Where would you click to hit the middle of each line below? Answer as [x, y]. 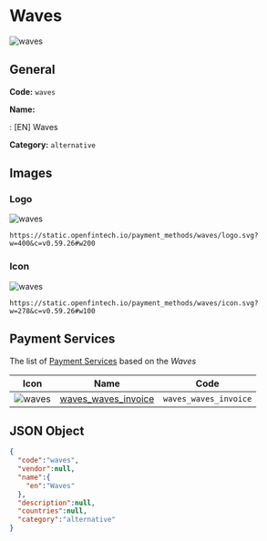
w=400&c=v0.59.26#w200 [52, 244]
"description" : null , [56, 503]
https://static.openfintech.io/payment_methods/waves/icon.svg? [134, 303]
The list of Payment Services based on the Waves [103, 361]
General [33, 70]
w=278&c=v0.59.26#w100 [52, 311]
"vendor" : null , [46, 469]
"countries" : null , [53, 511]
